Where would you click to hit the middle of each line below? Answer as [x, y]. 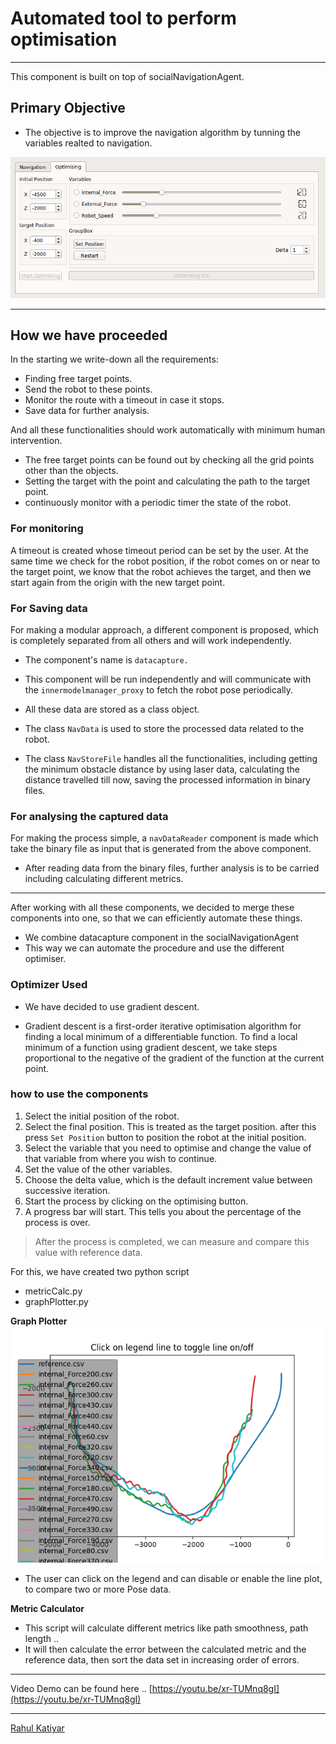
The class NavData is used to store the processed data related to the [164, 728]
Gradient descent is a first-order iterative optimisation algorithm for [163, 1026]
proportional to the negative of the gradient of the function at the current [174, 1058]
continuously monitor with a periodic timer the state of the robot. [158, 503]
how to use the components [79, 1094]
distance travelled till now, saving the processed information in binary [167, 779]
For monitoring [47, 529]
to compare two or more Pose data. [98, 1589]
